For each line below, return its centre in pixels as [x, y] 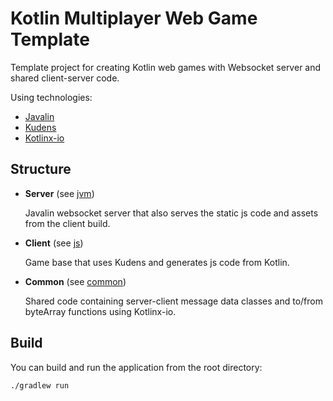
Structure [41, 169]
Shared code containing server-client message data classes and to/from [173, 301]
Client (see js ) [54, 243]
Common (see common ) [75, 281]
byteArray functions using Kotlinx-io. [100, 311]
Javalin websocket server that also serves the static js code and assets [171, 213]
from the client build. [67, 223]
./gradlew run [40, 385]
